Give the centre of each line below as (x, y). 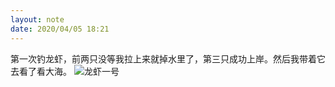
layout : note (37, 19)
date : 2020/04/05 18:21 (60, 29)
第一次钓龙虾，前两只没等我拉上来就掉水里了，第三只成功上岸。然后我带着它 (168, 58)
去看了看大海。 (41, 71)
